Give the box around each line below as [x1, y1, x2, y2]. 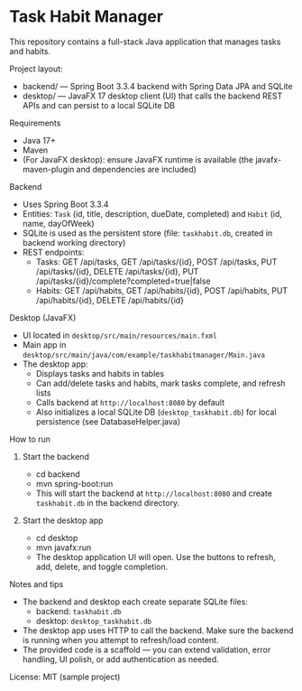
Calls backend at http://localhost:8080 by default [35, 397, 225, 407]
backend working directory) [22, 237, 126, 247]
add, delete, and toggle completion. [35, 561, 169, 572]
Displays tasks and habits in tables [35, 368, 165, 378]
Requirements [9, 117, 61, 128]
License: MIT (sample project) [9, 671, 121, 682]
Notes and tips [9, 578, 64, 589]
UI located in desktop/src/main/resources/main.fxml [22, 330, 218, 341]
